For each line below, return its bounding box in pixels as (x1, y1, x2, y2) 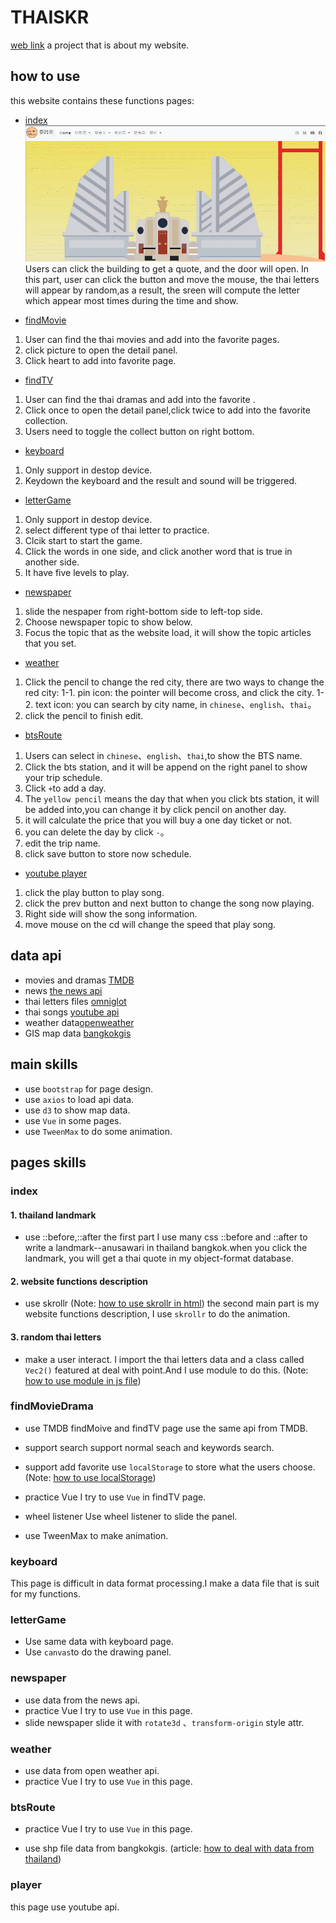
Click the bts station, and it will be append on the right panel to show (24, 761, 308, 773)
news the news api (24, 984, 103, 996)
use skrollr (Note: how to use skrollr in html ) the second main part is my (24, 1297, 320, 1310)
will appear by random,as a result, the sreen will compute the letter (24, 284, 301, 296)
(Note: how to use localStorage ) (24, 1471, 157, 1483)
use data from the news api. (24, 1694, 141, 1706)
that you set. (24, 637, 77, 649)
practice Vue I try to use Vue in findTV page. (24, 1491, 207, 1503)
